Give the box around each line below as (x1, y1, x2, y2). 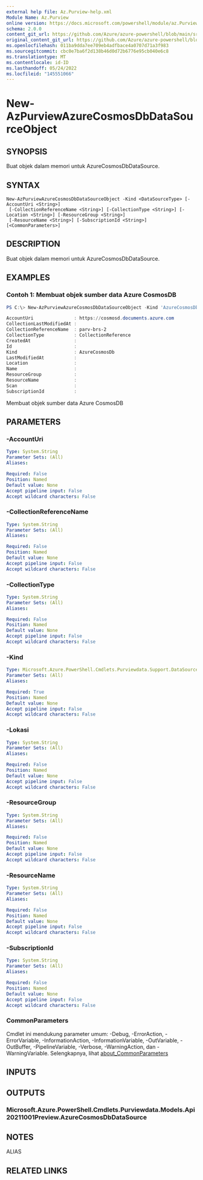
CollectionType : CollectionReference (6, 332, 131, 339)
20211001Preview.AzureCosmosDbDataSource (6, 1113, 147, 1122)
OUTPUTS (6, 1087, 45, 1098)
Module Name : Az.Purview (6, 15, 69, 21)
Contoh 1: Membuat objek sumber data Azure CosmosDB (6, 291, 177, 299)
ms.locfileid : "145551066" (6, 71, 74, 77)
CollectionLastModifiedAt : (6, 321, 77, 327)
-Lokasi (6, 726, 29, 734)
